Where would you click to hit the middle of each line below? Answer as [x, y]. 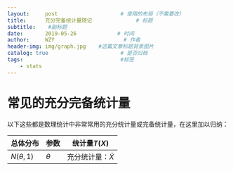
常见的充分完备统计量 [69, 103]
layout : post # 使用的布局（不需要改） [96, 14]
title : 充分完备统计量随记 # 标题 [80, 20]
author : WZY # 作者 [74, 40]
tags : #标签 [71, 60]
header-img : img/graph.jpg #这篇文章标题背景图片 [81, 46]
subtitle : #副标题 [37, 27]
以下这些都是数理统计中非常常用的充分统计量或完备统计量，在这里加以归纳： [118, 124]
